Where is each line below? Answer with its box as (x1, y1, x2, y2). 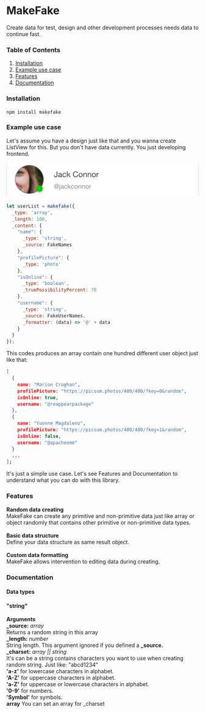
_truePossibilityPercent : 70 (22, 287, 97, 294)
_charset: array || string (6, 648, 67, 656)
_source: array (6, 622, 44, 630)
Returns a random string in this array (6, 629, 99, 636)
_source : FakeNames (22, 242, 72, 248)
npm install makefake (6, 109, 62, 115)
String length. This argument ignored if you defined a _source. (6, 641, 164, 649)
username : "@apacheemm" (17, 440, 78, 446)
